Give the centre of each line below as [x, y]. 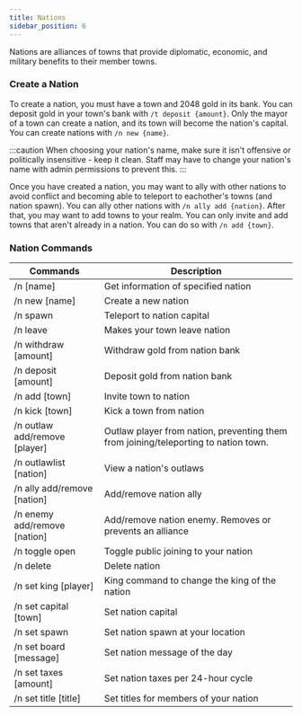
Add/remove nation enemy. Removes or [187, 520]
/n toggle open [45, 552]
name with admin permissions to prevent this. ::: [98, 169]
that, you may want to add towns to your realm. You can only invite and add [149, 215]
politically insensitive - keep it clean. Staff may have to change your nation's [150, 159]
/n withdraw [39, 345]
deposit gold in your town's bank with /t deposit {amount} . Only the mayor [149, 113]
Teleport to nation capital [156, 315]
